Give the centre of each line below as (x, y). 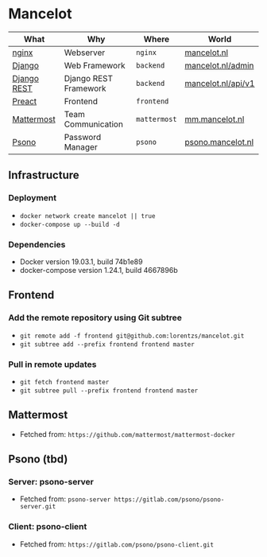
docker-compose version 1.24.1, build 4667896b (99, 270)
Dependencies (37, 244)
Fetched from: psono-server (65, 499)
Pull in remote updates (52, 364)
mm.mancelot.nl (215, 119)
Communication (93, 124)
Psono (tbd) (38, 460)
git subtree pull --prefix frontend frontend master (109, 391)
